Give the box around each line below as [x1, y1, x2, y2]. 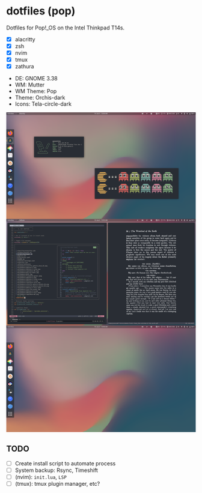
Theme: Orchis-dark [14, 94, 66, 101]
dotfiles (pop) [6, 4, 76, 18]
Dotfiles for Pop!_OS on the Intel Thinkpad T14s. [6, 24, 125, 31]
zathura [14, 63, 34, 70]
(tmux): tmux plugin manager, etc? [14, 480, 100, 487]
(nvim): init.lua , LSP [14, 473, 67, 480]
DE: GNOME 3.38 [14, 75, 58, 82]
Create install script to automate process [14, 459, 116, 467]
